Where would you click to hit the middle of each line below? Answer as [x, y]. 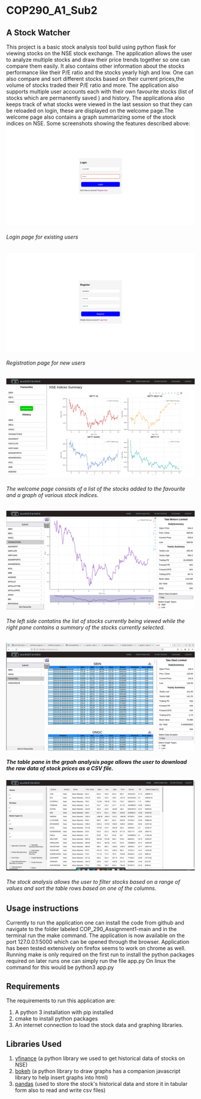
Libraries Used [34, 1044]
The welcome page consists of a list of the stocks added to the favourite [96, 489]
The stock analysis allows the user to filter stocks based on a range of [93, 882]
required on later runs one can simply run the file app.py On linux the [91, 961]
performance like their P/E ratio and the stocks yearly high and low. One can [100, 72]
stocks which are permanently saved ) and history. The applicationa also [95, 98]
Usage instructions [42, 908]
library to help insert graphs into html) [61, 1077]
